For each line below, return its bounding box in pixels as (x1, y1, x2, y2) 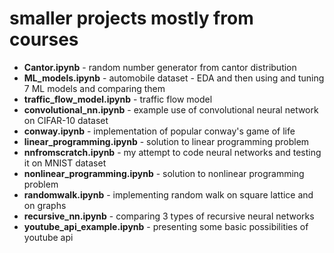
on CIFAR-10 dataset (23, 114, 109, 126)
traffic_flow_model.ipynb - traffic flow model (23, 93, 213, 105)
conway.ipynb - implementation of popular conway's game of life (23, 125, 296, 137)
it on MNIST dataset (23, 157, 107, 169)
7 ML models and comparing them (23, 82, 166, 94)
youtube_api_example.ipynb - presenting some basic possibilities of (23, 220, 309, 232)
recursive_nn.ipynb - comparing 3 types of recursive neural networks (23, 210, 315, 222)
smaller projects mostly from (9, 7, 254, 30)
